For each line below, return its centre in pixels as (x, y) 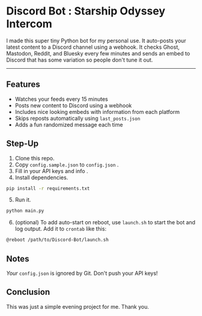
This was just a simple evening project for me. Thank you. (78, 306)
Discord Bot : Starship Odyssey (86, 11)
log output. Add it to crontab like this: (61, 229)
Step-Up (23, 144)
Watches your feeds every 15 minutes (61, 99)
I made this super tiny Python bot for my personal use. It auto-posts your (96, 40)
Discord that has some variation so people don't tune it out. (80, 60)
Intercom (29, 24)
